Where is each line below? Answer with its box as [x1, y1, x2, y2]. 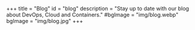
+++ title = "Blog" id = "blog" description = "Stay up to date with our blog [6, 5, 190, 12]
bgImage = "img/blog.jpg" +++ [6, 18, 84, 24]
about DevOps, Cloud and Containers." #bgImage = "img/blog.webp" [6, 11, 179, 18]
